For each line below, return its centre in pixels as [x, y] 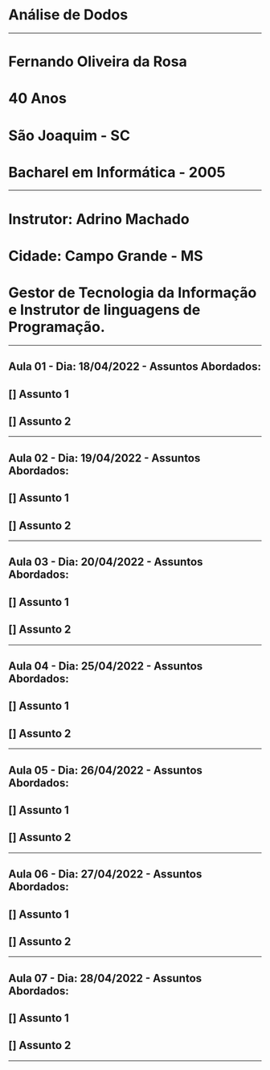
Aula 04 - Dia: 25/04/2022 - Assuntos [106, 666]
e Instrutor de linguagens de [104, 310]
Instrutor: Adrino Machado [99, 219]
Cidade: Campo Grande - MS [106, 256]
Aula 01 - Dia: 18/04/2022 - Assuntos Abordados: [135, 367]
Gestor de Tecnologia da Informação [133, 292]
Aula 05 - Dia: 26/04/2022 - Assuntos [106, 770]
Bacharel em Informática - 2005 [117, 172]
